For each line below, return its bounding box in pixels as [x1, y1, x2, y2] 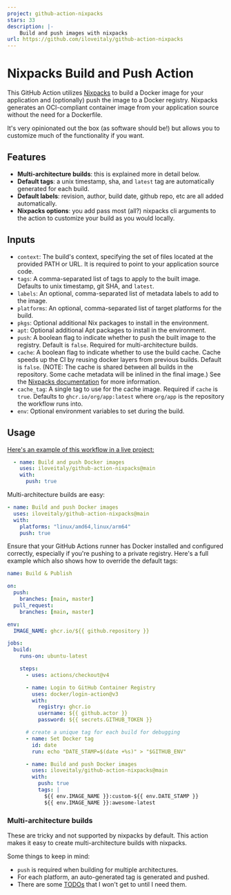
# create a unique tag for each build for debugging [25, 729, 181, 736]
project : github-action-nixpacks [7, 10, 103, 17]
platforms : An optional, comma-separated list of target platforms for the [17, 304, 222, 312]
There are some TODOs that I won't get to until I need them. [17, 880, 188, 888]
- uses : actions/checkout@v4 [25, 671, 110, 678]
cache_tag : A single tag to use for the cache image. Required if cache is [17, 385, 219, 393]
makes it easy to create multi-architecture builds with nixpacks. [7, 838, 188, 847]
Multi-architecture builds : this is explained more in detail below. [17, 170, 201, 178]
